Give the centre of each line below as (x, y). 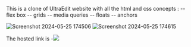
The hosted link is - (30, 39)
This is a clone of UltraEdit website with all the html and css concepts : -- (96, 9)
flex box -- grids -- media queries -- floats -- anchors (72, 15)
